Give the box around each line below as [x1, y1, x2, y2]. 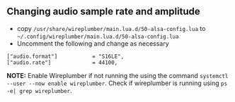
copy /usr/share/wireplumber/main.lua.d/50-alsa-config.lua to [16, 24, 206, 32]
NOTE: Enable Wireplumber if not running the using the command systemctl [6, 71, 229, 79]
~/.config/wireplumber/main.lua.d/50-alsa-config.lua [16, 33, 179, 40]
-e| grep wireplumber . [6, 86, 72, 94]
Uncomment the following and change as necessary [16, 39, 169, 48]
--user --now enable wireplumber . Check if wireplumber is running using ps [6, 79, 228, 87]
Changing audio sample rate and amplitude [6, 6, 201, 18]
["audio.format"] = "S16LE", [6, 53, 125, 60]
